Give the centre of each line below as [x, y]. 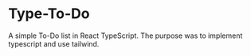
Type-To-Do [49, 14]
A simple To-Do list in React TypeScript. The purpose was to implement [125, 35]
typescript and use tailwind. [54, 43]
